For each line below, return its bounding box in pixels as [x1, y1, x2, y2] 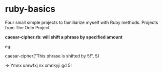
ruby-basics [5, 3, 56, 15]
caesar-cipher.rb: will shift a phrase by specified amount [5, 34, 123, 40]
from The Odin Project [5, 24, 50, 30]
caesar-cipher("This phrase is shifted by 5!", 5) [5, 53, 100, 59]
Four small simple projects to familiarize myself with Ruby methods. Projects [5, 19, 158, 25]
